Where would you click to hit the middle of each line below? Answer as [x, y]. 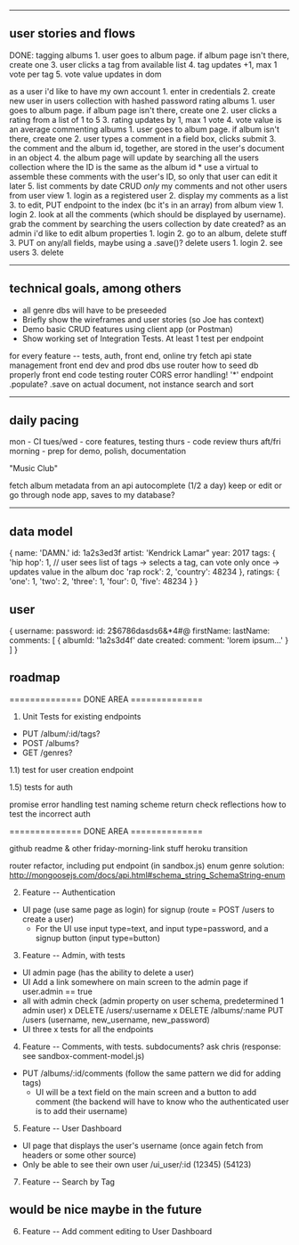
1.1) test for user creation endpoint [72, 769]
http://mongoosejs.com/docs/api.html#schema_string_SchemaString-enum [147, 875]
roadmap [35, 678]
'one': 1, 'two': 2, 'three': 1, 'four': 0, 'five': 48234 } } [104, 582]
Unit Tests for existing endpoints [81, 716]
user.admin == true [57, 991]
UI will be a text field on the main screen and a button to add [146, 1092]
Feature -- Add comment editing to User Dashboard [117, 1231]
